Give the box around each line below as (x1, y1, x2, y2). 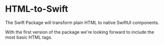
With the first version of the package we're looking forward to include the (5, 29, 155, 35)
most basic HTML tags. (5, 34, 53, 40)
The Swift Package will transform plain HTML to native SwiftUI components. (5, 20, 160, 25)
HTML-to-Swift (5, 3, 68, 15)
